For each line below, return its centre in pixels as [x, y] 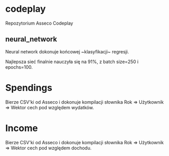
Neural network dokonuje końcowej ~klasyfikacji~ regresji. [67, 51]
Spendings [29, 87]
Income [22, 128]
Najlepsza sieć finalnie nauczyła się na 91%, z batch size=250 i [72, 62]
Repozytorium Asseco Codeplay [39, 23]
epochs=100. [19, 67]
